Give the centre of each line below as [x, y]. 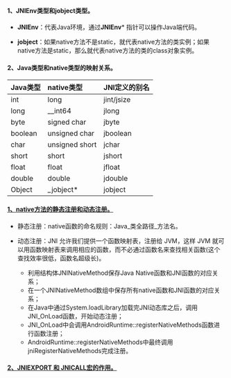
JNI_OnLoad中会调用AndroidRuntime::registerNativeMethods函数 [121, 325]
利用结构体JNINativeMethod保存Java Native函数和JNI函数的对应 [120, 273]
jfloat [112, 168]
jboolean [118, 134]
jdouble [116, 179]
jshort [113, 156]
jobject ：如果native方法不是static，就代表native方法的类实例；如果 [113, 42]
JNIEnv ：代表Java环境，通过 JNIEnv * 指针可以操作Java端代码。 [109, 27]
